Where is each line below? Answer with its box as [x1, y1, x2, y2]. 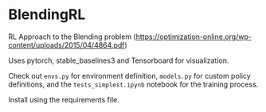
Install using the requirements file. [8, 95, 119, 104]
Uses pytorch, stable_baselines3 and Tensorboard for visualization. [8, 56, 229, 65]
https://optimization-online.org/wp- [135, 32, 252, 41]
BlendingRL [8, 6, 86, 24]
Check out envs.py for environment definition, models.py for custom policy [8, 71, 251, 80]
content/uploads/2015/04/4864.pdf [8, 40, 125, 49]
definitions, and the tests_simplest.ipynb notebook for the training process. [8, 79, 259, 89]
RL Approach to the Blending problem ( [8, 32, 137, 41]
